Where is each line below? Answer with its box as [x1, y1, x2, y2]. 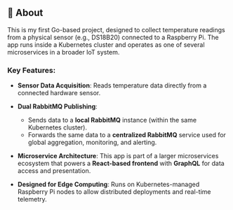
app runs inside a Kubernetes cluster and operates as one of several [7, 40, 205, 49]
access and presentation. [17, 167, 91, 175]
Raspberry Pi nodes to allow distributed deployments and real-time [17, 188, 211, 196]
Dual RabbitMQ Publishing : [17, 102, 98, 111]
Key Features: [7, 65, 56, 75]
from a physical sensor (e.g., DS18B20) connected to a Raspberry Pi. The [7, 33, 219, 41]
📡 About [7, 7, 44, 19]
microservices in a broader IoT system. [7, 48, 120, 56]
